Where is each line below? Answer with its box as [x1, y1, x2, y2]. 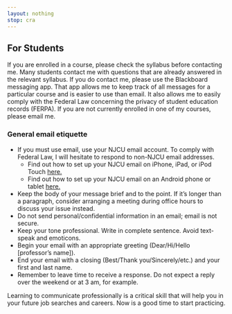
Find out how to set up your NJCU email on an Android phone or [27, 175, 211, 183]
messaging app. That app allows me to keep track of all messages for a [7, 82, 211, 91]
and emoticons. [36, 234, 81, 242]
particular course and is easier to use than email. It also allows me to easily [7, 90, 221, 98]
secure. [17, 219, 39, 227]
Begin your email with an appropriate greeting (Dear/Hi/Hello [17, 241, 190, 250]
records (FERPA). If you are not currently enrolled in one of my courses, [7, 105, 211, 113]
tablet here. [27, 182, 61, 191]
